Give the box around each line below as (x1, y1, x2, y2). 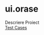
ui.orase (5, 3, 39, 15)
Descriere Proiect (5, 19, 40, 25)
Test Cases (5, 24, 27, 30)
